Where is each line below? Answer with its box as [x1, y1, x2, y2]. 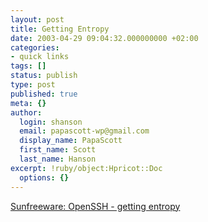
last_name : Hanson [19, 154, 97, 164]
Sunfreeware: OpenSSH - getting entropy [10, 200, 181, 212]
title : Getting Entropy [10, 24, 110, 34]
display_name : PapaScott [19, 136, 123, 146]
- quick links [10, 52, 70, 62]
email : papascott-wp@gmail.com [19, 126, 150, 136]
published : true [10, 89, 78, 99]
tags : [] [10, 61, 47, 71]
